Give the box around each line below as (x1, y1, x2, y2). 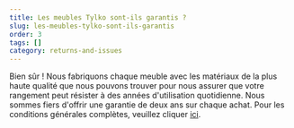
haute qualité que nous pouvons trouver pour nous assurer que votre (9, 81, 265, 91)
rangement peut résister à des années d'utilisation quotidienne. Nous (9, 90, 265, 101)
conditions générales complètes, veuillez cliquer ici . (9, 109, 201, 120)
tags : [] (9, 38, 42, 47)
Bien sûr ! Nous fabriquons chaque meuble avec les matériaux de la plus (9, 71, 278, 81)
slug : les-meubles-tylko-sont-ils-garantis (9, 21, 175, 30)
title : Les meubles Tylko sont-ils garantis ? (9, 13, 187, 22)
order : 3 (9, 30, 42, 38)
